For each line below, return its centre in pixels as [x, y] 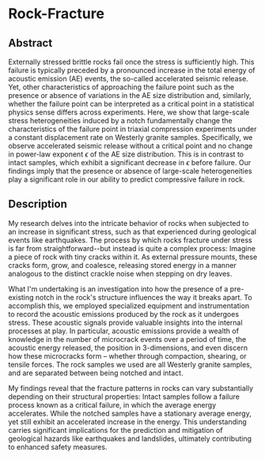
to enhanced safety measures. [58, 446]
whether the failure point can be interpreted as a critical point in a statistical [131, 104]
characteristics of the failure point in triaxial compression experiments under [132, 129]
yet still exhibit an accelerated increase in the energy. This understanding [127, 421]
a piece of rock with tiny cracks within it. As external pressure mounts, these [133, 257]
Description [38, 204]
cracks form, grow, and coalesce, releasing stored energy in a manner [123, 265]
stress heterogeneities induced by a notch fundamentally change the [120, 120]
